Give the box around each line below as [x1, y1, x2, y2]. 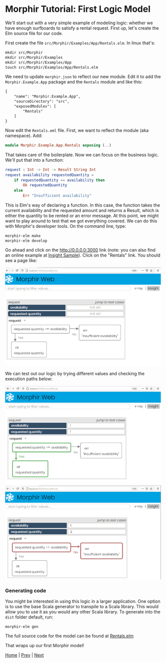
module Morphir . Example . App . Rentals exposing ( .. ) [5, 142, 112, 148]
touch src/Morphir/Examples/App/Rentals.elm [5, 65, 98, 70]
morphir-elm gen [5, 624, 39, 629]
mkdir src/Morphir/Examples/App [5, 60, 72, 65]
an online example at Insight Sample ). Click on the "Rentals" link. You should [5, 252, 161, 258]
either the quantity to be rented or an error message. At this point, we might [5, 213, 159, 219]
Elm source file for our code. [5, 30, 63, 36]
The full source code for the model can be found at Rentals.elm [5, 633, 134, 639]
